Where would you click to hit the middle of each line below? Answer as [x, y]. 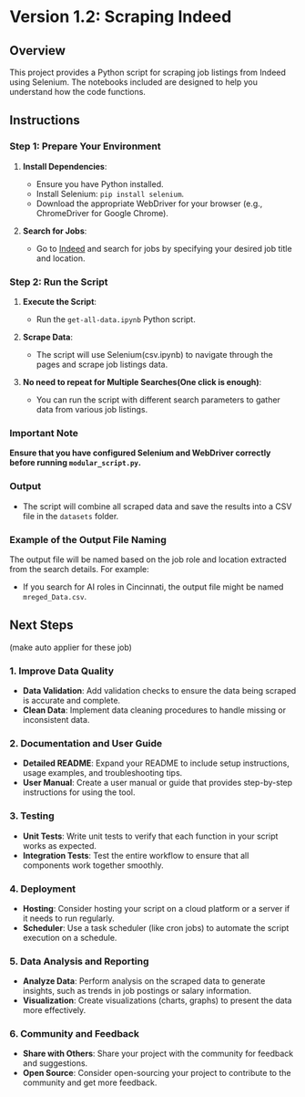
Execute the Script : [60, 301]
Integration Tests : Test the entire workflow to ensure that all [136, 855]
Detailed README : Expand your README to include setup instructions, [156, 763]
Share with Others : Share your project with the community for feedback [158, 1054]
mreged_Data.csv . [55, 596]
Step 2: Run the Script [59, 282]
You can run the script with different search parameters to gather [158, 400]
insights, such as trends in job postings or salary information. [137, 991]
